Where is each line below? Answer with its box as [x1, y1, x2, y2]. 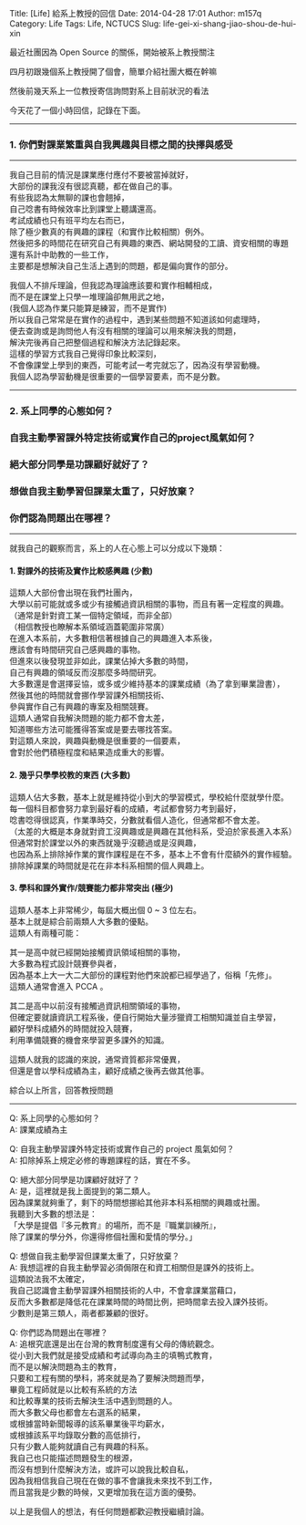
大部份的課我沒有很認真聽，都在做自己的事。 [9, 181, 178, 192]
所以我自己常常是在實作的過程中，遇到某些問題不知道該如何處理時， [9, 314, 265, 326]
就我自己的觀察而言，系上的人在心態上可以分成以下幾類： [9, 543, 225, 554]
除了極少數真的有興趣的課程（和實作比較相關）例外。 [9, 226, 209, 237]
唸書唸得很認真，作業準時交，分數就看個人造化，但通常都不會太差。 [9, 814, 265, 825]
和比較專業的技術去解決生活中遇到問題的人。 [9, 1395, 178, 1406]
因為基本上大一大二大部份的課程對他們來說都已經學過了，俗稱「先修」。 [9, 970, 277, 980]
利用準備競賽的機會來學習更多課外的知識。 [9, 1034, 169, 1045]
